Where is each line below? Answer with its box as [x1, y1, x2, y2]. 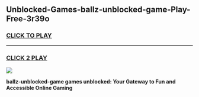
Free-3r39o [6, 14, 50, 24]
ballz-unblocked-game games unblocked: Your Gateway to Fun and [6, 78, 176, 85]
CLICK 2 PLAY [6, 53, 47, 62]
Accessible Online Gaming [6, 84, 73, 91]
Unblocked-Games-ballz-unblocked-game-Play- [6, 5, 191, 15]
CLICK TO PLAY [6, 32, 52, 40]
